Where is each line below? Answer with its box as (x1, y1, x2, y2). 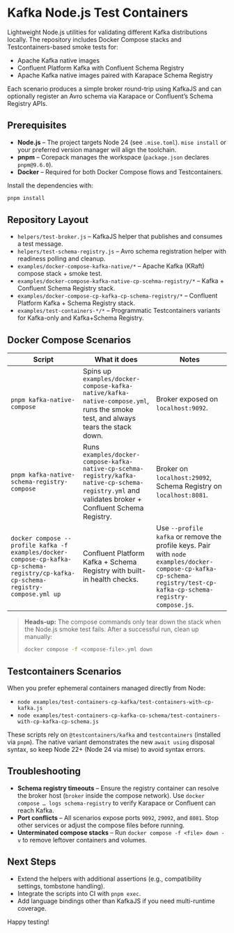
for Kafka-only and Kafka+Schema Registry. (17, 314, 144, 322)
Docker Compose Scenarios (7, 334, 131, 346)
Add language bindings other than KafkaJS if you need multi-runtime (17, 897, 215, 905)
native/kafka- (82, 389, 130, 397)
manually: (24, 633, 53, 641)
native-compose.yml (82, 397, 148, 406)
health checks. (90, 575, 139, 585)
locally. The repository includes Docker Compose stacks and (7, 35, 182, 43)
